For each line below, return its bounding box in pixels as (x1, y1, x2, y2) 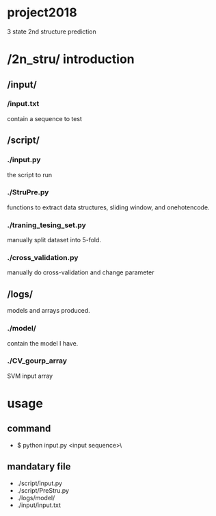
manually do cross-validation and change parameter (7, 268, 154, 276)
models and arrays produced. (7, 307, 90, 315)
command (7, 423, 51, 435)
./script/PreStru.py (16, 486, 70, 494)
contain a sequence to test (7, 114, 82, 122)
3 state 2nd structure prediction (7, 27, 97, 36)
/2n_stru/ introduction (7, 51, 135, 67)
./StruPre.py (7, 188, 49, 197)
